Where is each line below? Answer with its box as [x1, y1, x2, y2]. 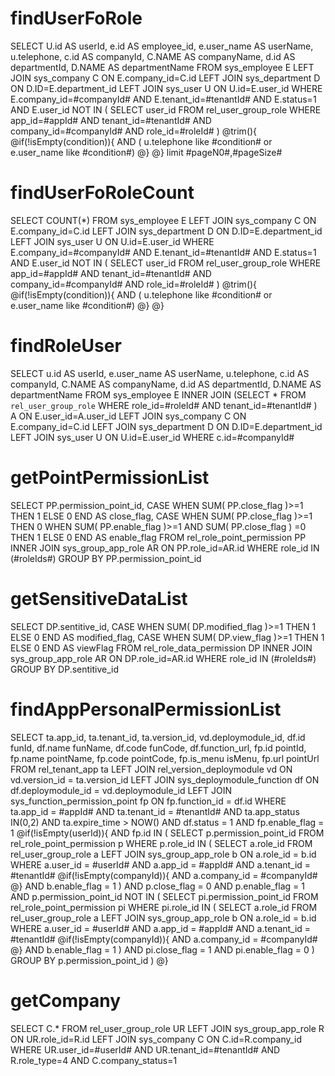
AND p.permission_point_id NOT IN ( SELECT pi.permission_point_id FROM [10, 890, 319, 902]
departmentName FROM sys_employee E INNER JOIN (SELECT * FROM [10, 388, 307, 401]
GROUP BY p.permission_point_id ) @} [10, 954, 169, 966]
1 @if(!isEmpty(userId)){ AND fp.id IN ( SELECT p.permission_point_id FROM [10, 827, 325, 839]
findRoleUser [10, 335, 122, 357]
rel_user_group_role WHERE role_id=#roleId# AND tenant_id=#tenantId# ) [10, 399, 318, 411]
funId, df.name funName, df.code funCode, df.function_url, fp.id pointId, [10, 742, 307, 754]
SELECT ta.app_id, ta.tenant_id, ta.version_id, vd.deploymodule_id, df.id [10, 731, 306, 743]
